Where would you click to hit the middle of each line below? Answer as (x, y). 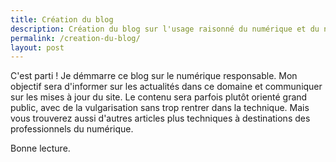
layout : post (37, 47)
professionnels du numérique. (72, 129)
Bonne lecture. (40, 148)
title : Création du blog (62, 19)
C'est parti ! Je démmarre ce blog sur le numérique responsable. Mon (154, 76)
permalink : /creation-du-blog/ (75, 38)
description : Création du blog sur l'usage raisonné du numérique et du (165, 29)
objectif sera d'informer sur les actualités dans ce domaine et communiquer (166, 87)
